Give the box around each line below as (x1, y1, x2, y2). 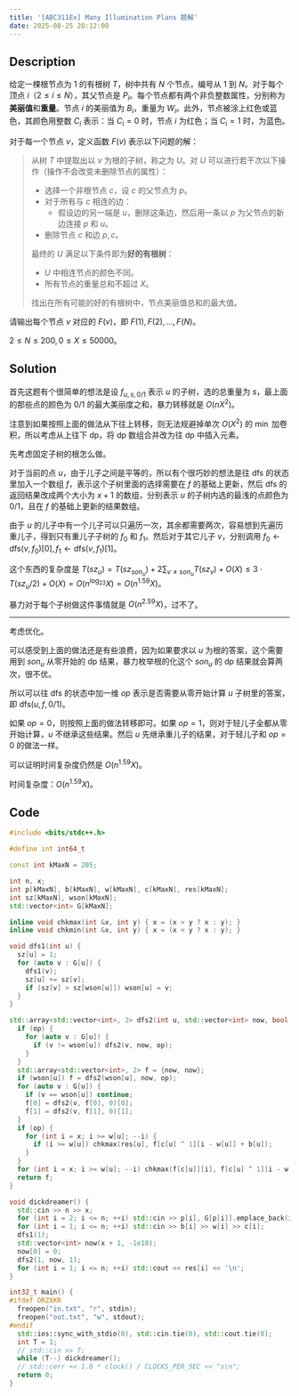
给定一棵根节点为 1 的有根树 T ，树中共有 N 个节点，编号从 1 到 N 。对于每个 (9, 79, 285, 90)
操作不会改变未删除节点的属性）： (46, 165, 168, 176)
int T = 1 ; (17, 1337, 58, 1346)
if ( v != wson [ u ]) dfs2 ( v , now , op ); (32, 1040, 174, 1050)
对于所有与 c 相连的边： (44, 196, 132, 206)
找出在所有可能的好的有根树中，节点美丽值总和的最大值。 (30, 297, 242, 308)
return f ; (17, 1173, 53, 1182)
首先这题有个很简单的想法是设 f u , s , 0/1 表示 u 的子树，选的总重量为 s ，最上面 (9, 386, 288, 399)
